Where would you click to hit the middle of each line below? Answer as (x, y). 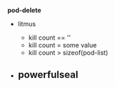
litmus (27, 24)
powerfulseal (48, 75)
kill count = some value (62, 45)
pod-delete (24, 10)
